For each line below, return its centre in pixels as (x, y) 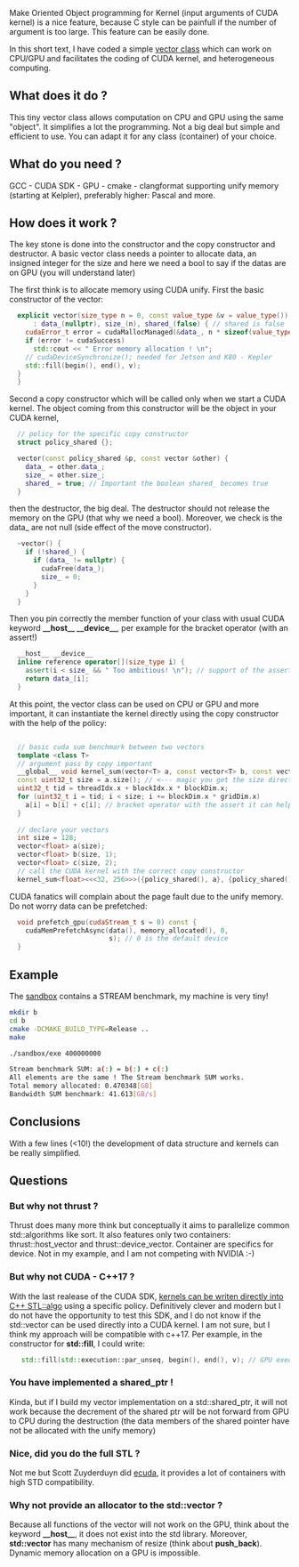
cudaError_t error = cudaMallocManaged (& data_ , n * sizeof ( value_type (159, 333)
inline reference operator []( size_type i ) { (101, 662)
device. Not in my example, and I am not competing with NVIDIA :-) (132, 1254)
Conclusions (45, 1122)
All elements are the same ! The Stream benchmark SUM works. (127, 1078)
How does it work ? (63, 223)
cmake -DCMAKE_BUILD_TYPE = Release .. (79, 1029)
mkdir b (24, 1013)
